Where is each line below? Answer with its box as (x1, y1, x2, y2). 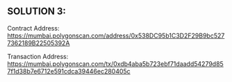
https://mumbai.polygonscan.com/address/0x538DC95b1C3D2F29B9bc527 (7, 31, 225, 40)
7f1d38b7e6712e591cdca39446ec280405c (7, 67, 131, 75)
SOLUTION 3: (7, 6, 66, 17)
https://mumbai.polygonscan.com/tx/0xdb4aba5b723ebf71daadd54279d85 (7, 59, 224, 68)
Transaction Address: (7, 52, 69, 60)
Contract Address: (7, 24, 60, 32)
